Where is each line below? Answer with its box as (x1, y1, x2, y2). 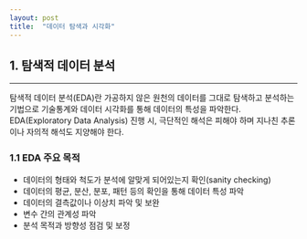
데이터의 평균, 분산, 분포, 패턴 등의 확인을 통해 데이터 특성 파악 (22, 185, 245, 196)
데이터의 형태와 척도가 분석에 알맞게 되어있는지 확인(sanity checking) (22, 174, 271, 185)
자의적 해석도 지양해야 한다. (26, 127, 125, 138)
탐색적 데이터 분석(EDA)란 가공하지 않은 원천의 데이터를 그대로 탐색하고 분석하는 (9, 92, 295, 103)
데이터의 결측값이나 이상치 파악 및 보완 (22, 197, 160, 208)
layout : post (9, 13, 59, 23)
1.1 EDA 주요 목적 (9, 151, 80, 164)
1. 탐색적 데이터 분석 (9, 57, 116, 73)
